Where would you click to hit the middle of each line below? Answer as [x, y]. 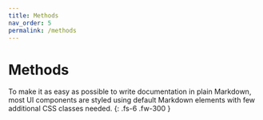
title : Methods [34, 15]
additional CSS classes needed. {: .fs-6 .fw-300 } [90, 109]
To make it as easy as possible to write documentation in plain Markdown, [130, 91]
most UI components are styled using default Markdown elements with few [132, 100]
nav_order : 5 [30, 23]
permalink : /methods [43, 30]
